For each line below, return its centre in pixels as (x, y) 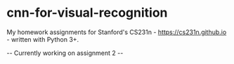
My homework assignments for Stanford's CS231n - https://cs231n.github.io (117, 32)
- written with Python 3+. (43, 39)
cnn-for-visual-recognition (87, 13)
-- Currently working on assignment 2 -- (65, 53)
